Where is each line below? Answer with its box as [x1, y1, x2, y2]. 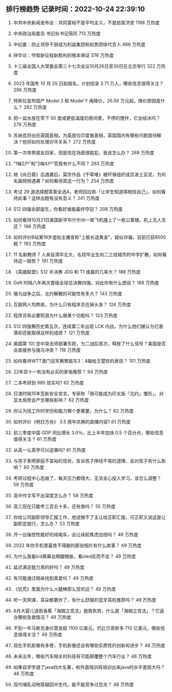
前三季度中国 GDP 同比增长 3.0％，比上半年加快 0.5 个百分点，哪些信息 [13, 430, 164, 436]
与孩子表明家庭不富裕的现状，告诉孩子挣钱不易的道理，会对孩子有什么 [13, 458, 162, 464]
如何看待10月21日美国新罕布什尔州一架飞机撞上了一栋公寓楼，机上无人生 [13, 217, 166, 223]
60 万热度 [23, 464, 45, 470]
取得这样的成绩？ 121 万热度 [31, 330, 90, 336]
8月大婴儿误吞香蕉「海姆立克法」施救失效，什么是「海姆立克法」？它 [13, 607, 160, 614]
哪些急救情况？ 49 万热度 [17, 614, 71, 620]
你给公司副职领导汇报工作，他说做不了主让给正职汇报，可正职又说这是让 [13, 514, 166, 520]
